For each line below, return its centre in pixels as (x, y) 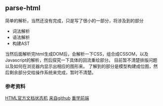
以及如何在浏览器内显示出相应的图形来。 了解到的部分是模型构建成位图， (79, 66)
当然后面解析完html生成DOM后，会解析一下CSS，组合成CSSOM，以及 (77, 54)
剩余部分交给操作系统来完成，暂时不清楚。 (53, 72)
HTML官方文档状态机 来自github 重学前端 (47, 98)
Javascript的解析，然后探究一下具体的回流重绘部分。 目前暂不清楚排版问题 (81, 60)
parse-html (23, 8)
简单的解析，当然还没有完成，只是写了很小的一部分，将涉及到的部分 (74, 20)
